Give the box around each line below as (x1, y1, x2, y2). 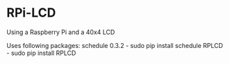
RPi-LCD (6, 5, 56, 21)
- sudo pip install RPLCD (6, 49, 76, 57)
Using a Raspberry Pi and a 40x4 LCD (6, 28, 115, 36)
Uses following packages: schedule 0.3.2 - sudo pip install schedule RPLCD (6, 41, 224, 49)
